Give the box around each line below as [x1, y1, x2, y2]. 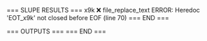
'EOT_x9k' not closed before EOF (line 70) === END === [6, 14, 169, 22]
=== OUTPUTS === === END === [6, 27, 106, 35]
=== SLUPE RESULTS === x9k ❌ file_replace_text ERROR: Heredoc [6, 6, 201, 14]
